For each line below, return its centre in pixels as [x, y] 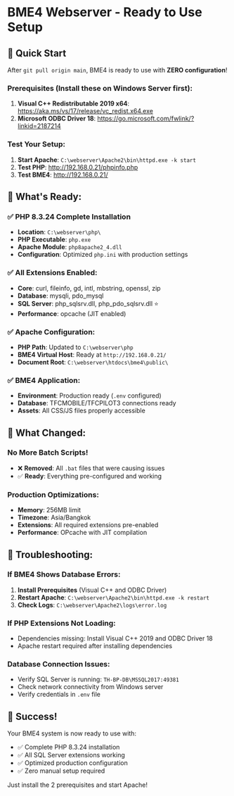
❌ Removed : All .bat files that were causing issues [91, 468]
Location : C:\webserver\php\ [59, 232]
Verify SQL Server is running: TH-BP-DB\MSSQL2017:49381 [98, 679]
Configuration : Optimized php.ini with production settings [103, 255]
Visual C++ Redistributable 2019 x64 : [73, 103]
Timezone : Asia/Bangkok [54, 517]
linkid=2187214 [39, 126]
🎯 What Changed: [47, 432]
